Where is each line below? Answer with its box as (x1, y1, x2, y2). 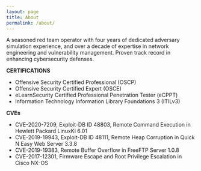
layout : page (6, 8, 39, 15)
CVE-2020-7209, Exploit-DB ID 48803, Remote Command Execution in (14, 121, 191, 128)
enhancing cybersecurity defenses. (6, 55, 94, 63)
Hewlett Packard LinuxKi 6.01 (14, 127, 87, 135)
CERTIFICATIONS (6, 67, 51, 74)
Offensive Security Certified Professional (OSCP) (14, 79, 137, 86)
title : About (6, 14, 39, 20)
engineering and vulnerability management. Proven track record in (6, 49, 171, 56)
